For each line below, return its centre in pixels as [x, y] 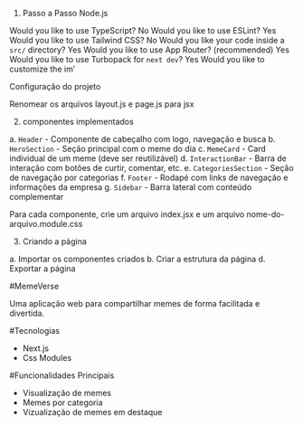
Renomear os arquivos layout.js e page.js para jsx [102, 104]
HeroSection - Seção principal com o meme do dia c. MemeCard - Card [138, 149]
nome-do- [265, 214]
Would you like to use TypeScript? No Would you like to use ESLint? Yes [143, 30]
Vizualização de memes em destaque [92, 412]
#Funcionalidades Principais [62, 375]
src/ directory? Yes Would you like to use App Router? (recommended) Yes [149, 50]
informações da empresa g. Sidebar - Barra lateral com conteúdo [131, 187]
